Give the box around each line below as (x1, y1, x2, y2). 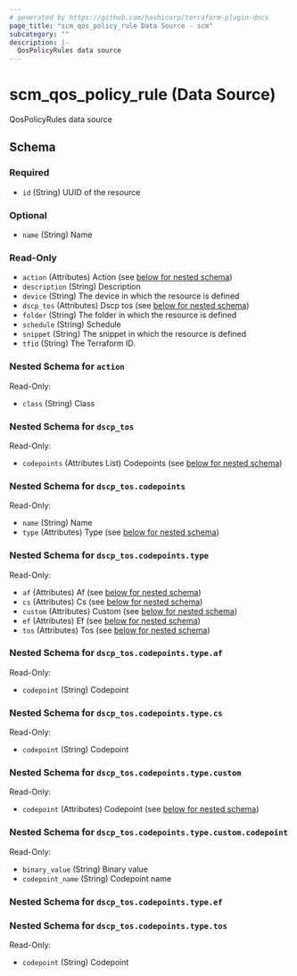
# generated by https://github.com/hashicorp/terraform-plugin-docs (9, 12, 269, 22)
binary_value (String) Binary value (21, 864, 149, 874)
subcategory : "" (9, 29, 70, 38)
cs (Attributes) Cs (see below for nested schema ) (21, 596, 203, 607)
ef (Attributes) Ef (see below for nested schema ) (21, 615, 201, 626)
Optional (9, 209, 47, 221)
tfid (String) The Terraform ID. (21, 338, 136, 349)
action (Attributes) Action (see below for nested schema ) (21, 272, 234, 283)
